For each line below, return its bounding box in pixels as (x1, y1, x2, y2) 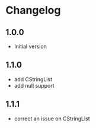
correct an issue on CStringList (14, 115, 90, 122)
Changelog (5, 4, 61, 17)
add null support (14, 82, 55, 89)
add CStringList (14, 75, 53, 83)
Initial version (14, 43, 47, 50)
